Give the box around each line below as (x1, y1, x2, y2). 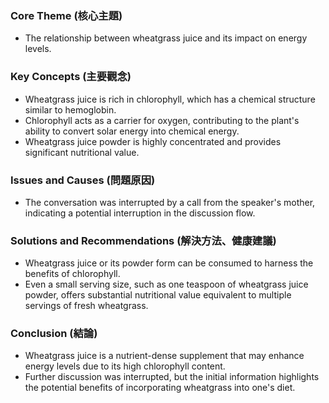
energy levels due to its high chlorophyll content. (24, 360, 226, 372)
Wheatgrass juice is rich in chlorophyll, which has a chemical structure (24, 93, 316, 105)
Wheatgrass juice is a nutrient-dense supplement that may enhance (24, 350, 305, 362)
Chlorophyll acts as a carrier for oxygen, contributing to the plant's (24, 114, 300, 126)
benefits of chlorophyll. (24, 268, 121, 280)
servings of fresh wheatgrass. (24, 300, 149, 312)
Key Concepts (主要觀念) (10, 70, 132, 84)
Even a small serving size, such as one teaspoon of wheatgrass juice (24, 278, 309, 291)
